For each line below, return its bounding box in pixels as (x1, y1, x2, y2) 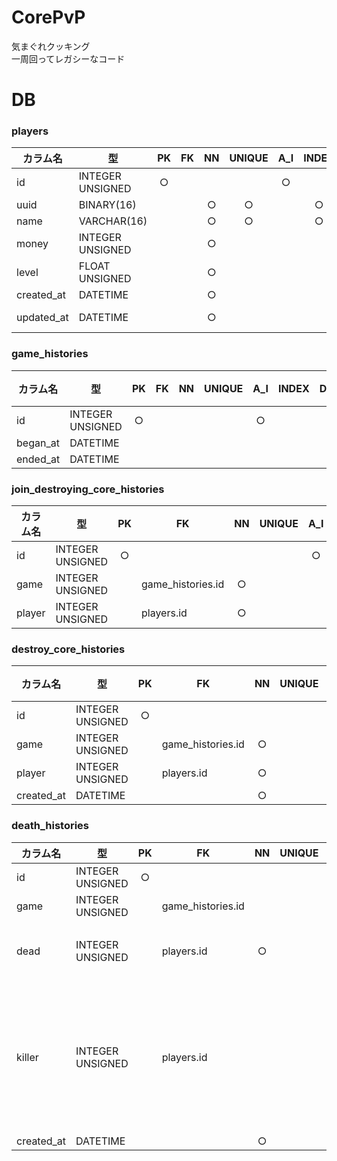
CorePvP (11, 6, 86, 29)
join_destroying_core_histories (11, 482, 165, 496)
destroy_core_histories (11, 642, 126, 656)
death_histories (11, 819, 89, 833)
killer (16, 1050, 39, 1064)
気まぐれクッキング (11, 40, 91, 52)
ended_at (16, 452, 61, 466)
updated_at (16, 311, 69, 325)
